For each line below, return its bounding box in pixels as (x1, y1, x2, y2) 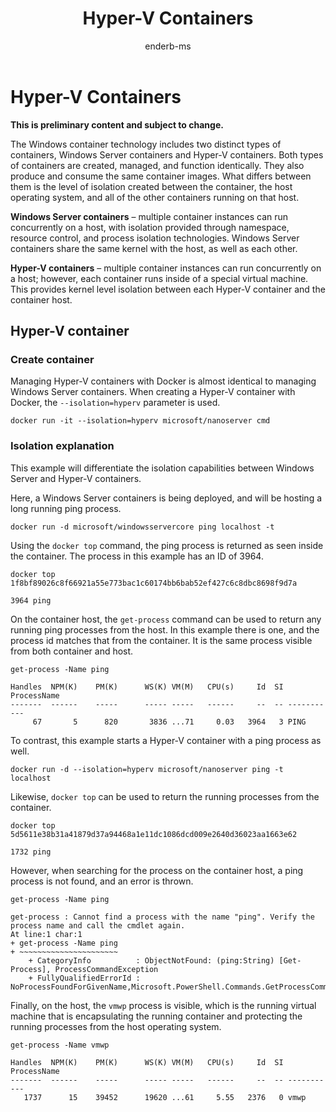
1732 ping (10, 847, 52, 857)
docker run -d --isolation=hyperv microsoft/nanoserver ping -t (10, 764, 284, 774)
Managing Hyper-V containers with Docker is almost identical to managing (10, 375, 317, 387)
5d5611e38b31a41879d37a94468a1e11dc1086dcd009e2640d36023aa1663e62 (10, 829, 298, 839)
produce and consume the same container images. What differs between (10, 170, 312, 182)
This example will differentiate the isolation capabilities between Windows (10, 462, 315, 474)
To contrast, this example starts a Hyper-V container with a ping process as (10, 734, 322, 746)
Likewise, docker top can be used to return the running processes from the (10, 790, 320, 802)
